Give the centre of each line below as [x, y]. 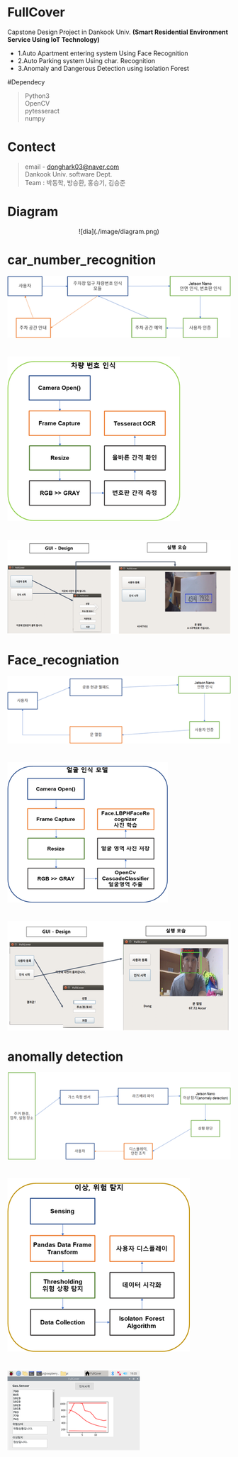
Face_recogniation [63, 660]
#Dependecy [26, 82]
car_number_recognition [82, 260]
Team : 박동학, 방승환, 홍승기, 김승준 [75, 182]
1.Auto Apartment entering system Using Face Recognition [103, 53]
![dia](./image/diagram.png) [119, 231]
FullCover [36, 12]
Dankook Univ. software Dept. [68, 174]
